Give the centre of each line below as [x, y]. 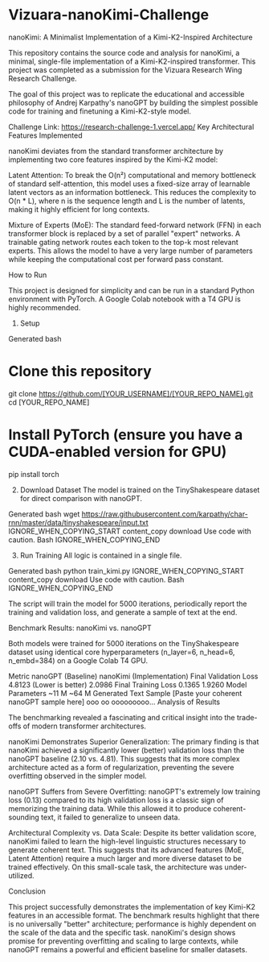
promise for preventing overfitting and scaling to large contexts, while [123, 941]
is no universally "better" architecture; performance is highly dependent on [132, 923]
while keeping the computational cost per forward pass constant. [116, 259]
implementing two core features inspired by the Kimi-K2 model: [113, 160]
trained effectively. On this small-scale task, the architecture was [116, 867]
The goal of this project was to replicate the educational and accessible [126, 93]
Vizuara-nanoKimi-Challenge [109, 15]
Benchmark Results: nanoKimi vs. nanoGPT [80, 628]
